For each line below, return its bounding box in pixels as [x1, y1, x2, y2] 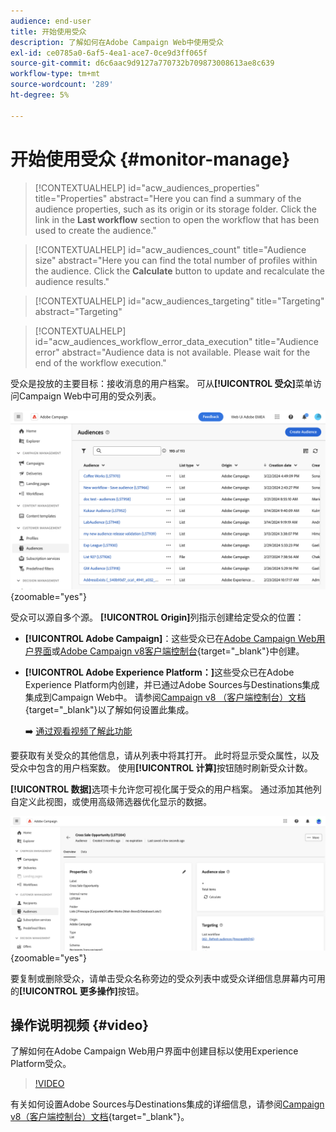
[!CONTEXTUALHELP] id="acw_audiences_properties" [34, 181, 260, 194]
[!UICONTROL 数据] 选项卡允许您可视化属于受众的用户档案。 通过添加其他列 [10, 783, 322, 795]
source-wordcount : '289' [10, 80, 114, 90]
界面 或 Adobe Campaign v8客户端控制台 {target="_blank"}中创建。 [33, 645, 305, 657]
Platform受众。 [10, 1058, 72, 1070]
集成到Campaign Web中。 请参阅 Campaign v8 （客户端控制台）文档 [24, 691, 307, 704]
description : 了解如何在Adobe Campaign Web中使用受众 [10, 37, 224, 47]
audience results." [34, 275, 110, 287]
